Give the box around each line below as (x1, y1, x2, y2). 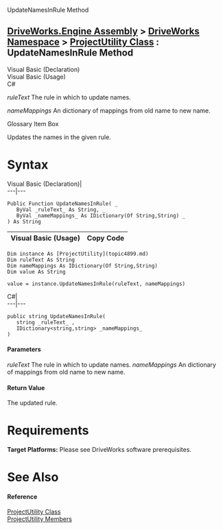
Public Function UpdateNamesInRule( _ (7, 200, 118, 207)
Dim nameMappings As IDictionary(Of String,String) (7, 262, 158, 269)
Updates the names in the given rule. (7, 133, 111, 141)
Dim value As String (7, 268, 67, 275)
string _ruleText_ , (16, 319, 75, 326)
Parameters (7, 346, 41, 354)
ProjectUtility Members (7, 515, 72, 523)
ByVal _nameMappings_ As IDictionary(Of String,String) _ (16, 212, 186, 219)
